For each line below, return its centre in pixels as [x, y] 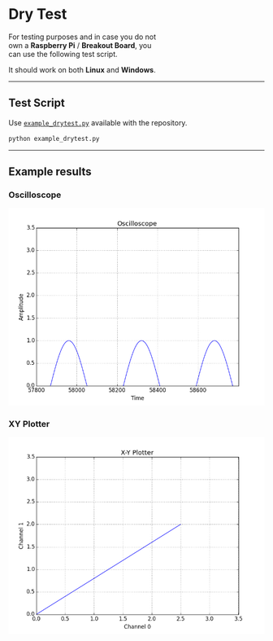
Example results [50, 172]
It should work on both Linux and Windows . [82, 69]
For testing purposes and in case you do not [82, 37]
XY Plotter [29, 424]
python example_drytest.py [54, 138]
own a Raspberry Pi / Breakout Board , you [80, 45]
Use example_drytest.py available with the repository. [98, 122]
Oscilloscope [35, 195]
